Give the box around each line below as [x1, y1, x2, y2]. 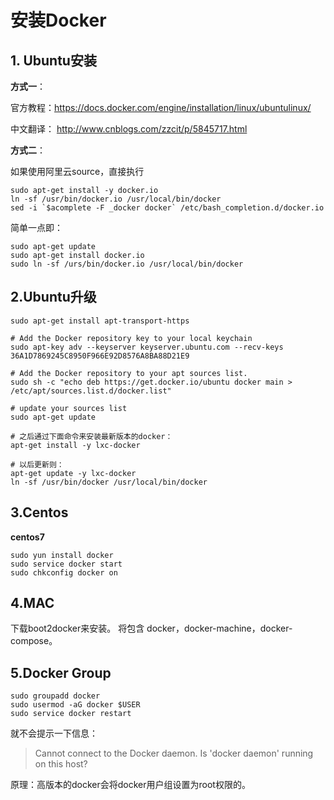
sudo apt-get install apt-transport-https [10, 316, 190, 326]
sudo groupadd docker [10, 691, 101, 701]
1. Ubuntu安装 [10, 52, 97, 69]
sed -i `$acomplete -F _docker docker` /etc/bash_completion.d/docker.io [10, 203, 325, 213]
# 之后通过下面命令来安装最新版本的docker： [10, 431, 173, 441]
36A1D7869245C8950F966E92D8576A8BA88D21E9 [10, 351, 190, 361]
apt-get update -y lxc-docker [10, 468, 137, 478]
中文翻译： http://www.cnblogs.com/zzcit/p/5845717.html [10, 123, 248, 135]
